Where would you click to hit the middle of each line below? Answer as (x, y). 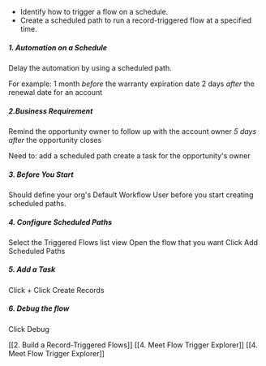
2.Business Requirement (51, 111)
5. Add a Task (32, 269)
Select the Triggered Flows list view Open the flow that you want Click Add (133, 242)
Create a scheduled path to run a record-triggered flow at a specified (136, 20)
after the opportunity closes (55, 140)
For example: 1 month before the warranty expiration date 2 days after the (132, 84)
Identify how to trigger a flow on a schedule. (94, 12)
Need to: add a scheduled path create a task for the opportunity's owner (129, 155)
